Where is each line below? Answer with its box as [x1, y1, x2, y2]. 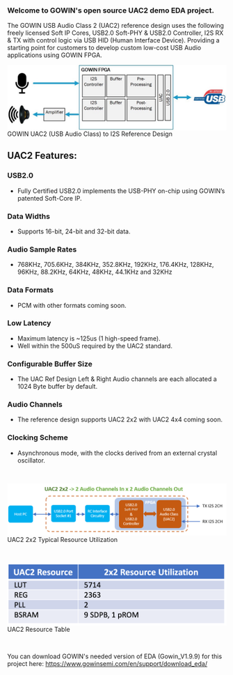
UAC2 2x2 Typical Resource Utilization [7, 535, 118, 543]
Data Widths [7, 211, 51, 221]
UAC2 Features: [7, 150, 78, 162]
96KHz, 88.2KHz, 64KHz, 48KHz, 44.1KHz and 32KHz [17, 267, 172, 277]
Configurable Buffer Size [7, 359, 93, 368]
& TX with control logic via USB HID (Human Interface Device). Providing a [7, 36, 220, 45]
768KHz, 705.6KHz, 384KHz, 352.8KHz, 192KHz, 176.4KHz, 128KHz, [17, 261, 214, 269]
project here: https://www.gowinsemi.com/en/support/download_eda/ [7, 659, 207, 667]
